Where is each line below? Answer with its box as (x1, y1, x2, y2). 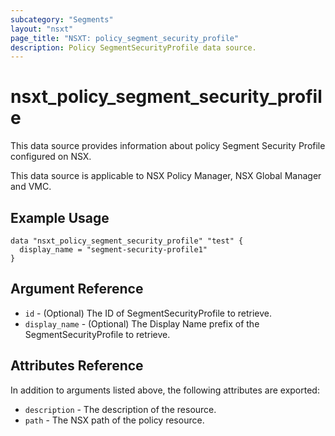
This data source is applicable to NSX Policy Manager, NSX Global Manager (10, 170, 322, 182)
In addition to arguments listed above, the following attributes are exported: (10, 384, 320, 396)
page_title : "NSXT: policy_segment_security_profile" (10, 33, 240, 43)
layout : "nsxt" (10, 24, 74, 34)
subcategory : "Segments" (10, 14, 114, 25)
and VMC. (10, 181, 52, 193)
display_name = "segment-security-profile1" (19, 245, 208, 255)
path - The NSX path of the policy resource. (24, 414, 205, 426)
